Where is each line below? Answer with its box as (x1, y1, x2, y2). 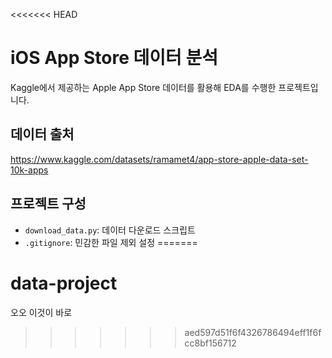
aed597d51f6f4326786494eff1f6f (184, 326, 322, 338)
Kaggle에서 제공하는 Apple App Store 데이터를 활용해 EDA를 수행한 (10, 81, 277, 93)
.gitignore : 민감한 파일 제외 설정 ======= (24, 236, 198, 248)
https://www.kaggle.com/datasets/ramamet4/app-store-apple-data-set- (10, 153, 309, 165)
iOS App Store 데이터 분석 (10, 47, 218, 69)
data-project (10, 272, 118, 294)
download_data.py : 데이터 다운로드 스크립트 (24, 224, 196, 236)
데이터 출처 (10, 126, 75, 143)
